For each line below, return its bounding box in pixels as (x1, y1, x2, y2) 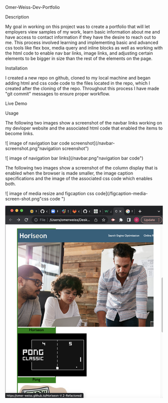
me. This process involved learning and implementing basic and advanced (5, 39, 158, 45)
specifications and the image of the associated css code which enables (5, 175, 152, 181)
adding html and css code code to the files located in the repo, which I (5, 80, 150, 86)
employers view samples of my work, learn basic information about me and (5, 29, 160, 34)
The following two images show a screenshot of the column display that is (5, 165, 158, 170)
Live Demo (5, 100, 27, 106)
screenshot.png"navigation (5, 145, 61, 151)
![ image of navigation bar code (5, 140, 70, 146)
